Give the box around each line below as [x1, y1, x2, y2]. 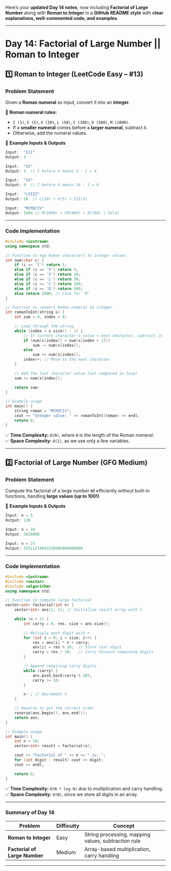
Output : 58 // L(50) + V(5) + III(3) [5, 196, 88, 202]
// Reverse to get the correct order [14, 706, 95, 711]
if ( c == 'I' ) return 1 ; [14, 262, 67, 267]
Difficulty [56, 822, 80, 829]
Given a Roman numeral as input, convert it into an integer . [5, 99, 130, 105]
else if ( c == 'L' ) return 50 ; [14, 277, 81, 282]
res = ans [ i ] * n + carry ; [32, 640, 90, 645]
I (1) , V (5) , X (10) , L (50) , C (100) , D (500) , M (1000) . [12, 119, 130, 125]
